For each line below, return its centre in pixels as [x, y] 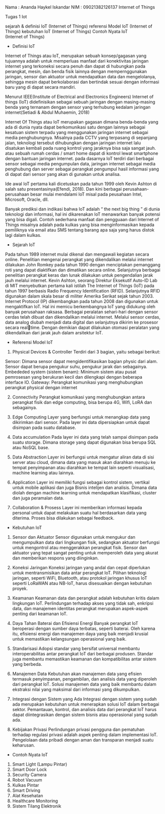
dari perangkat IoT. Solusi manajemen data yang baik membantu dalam [84, 684]
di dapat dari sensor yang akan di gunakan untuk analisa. [63, 174]
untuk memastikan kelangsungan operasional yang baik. [69, 639]
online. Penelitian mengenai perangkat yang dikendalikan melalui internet [79, 260]
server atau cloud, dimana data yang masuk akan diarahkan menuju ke [84, 462]
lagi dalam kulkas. [23, 235]
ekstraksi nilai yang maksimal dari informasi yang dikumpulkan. [76, 689]
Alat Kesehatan [28, 796]
